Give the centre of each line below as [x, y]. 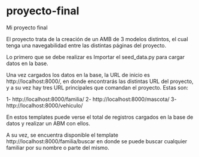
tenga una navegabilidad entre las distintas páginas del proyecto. [86, 45]
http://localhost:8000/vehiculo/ [45, 105]
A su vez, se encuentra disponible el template [62, 135]
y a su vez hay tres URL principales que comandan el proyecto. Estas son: [97, 87]
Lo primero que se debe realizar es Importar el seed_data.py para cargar [96, 57]
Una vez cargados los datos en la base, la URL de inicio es [78, 75]
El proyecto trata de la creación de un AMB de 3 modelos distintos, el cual [97, 39]
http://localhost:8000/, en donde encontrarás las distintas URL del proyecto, [100, 81]
